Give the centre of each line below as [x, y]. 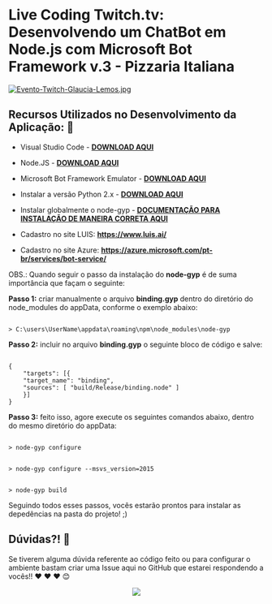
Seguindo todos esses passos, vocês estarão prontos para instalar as [125, 505]
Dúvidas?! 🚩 [39, 539]
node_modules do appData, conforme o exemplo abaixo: [103, 307]
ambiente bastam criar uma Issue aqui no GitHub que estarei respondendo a [136, 567]
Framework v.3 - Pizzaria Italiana [122, 67]
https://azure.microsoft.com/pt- [157, 250]
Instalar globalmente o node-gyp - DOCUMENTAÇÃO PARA [120, 209]
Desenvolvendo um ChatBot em [117, 32]
